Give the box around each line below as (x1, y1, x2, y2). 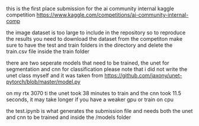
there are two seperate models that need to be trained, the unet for (6, 59, 170, 66)
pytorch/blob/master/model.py (6, 78, 81, 85)
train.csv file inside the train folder (6, 48, 90, 55)
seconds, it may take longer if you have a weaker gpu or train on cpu (6, 96, 174, 103)
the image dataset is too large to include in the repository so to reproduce (6, 29, 186, 36)
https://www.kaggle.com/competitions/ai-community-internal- (36, 11, 189, 18)
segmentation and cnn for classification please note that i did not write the (6, 66, 188, 73)
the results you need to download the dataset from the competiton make (6, 35, 182, 42)
